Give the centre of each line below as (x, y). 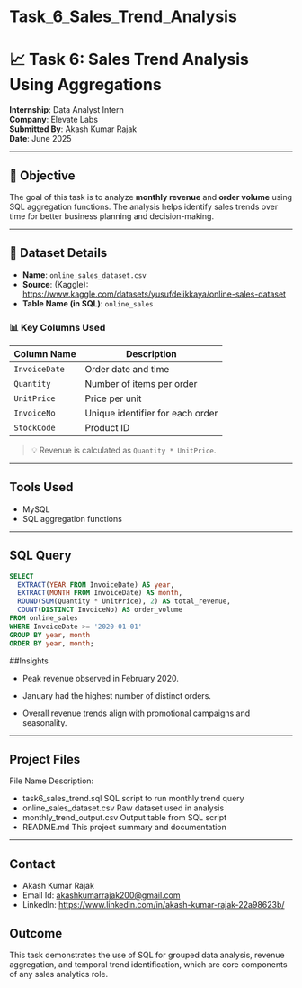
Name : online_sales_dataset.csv (84, 274)
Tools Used (41, 487)
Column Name (45, 354)
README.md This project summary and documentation (124, 828)
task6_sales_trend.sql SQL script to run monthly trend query (133, 799)
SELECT (22, 576)
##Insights (29, 661)
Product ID (107, 428)
